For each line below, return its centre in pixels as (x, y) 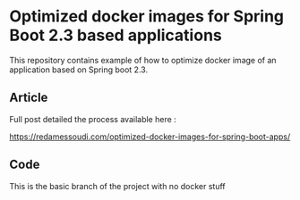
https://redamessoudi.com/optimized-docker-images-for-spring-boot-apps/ (150, 137)
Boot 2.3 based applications (116, 35)
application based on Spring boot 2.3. (79, 70)
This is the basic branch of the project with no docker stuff (117, 186)
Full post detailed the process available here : (93, 119)
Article (29, 98)
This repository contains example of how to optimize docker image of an (143, 60)
